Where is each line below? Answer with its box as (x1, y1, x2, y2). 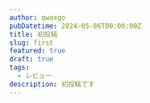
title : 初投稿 (9, 30, 58, 39)
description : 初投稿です (9, 80, 96, 89)
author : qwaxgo (9, 13, 66, 22)
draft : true (9, 55, 54, 64)
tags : (9, 64, 29, 73)
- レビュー (17, 72, 53, 81)
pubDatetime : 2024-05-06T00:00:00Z (9, 21, 142, 30)
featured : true (9, 47, 66, 56)
